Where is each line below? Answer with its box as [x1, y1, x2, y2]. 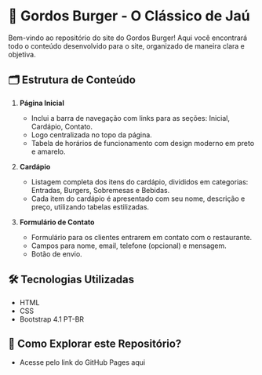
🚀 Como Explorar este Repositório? [8, 337, 182, 350]
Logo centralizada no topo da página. [31, 129, 153, 140]
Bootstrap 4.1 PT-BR [19, 314, 85, 324]
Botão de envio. [31, 249, 82, 258]
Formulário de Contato [19, 217, 95, 227]
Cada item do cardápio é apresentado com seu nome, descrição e [31, 194, 246, 203]
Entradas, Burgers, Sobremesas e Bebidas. [31, 185, 170, 195]
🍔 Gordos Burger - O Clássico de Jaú [8, 7, 250, 25]
